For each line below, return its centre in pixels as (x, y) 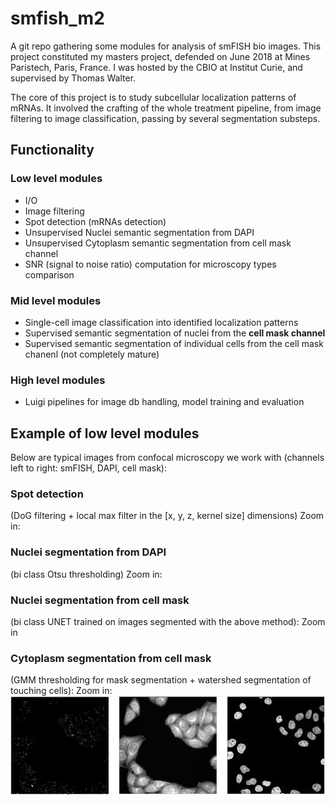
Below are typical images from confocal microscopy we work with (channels (167, 458)
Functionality (52, 150)
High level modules (58, 380)
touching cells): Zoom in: (61, 691)
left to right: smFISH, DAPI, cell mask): (88, 468)
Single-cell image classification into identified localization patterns (161, 322)
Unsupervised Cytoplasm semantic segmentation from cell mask (158, 243)
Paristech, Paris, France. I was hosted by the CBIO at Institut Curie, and (156, 67)
